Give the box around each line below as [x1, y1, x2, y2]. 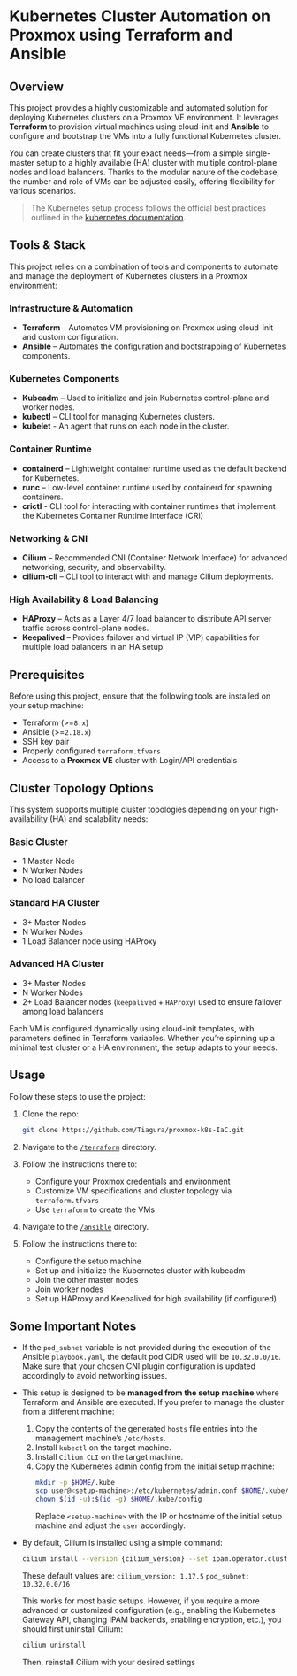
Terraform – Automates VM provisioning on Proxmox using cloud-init [21, 322, 274, 333]
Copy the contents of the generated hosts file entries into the [34, 1424, 258, 1434]
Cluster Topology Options [9, 781, 154, 796]
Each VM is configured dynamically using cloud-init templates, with [9, 1023, 255, 1033]
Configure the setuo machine [34, 1255, 141, 1266]
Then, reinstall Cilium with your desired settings [21, 1657, 196, 1667]
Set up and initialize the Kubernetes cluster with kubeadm [34, 1264, 246, 1276]
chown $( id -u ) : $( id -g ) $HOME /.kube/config [34, 1494, 202, 1504]
